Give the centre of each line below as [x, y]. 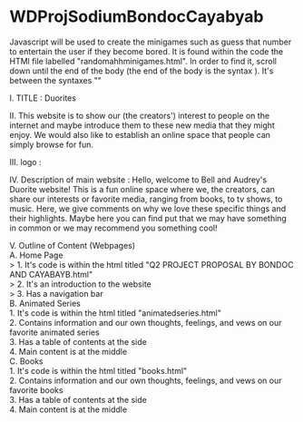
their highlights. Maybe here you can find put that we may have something [148, 218]
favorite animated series [54, 332]
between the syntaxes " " [56, 80]
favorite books [36, 390]
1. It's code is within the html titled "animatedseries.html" [116, 313]
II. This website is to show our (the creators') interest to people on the [140, 115]
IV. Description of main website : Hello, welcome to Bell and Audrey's [138, 180]
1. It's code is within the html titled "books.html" [98, 370]
